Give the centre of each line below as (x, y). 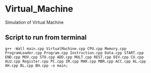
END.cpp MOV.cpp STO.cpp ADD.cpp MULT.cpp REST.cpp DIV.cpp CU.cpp (75, 57)
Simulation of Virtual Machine (34, 22)
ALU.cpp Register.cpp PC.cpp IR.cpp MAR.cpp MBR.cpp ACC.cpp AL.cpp (75, 61)
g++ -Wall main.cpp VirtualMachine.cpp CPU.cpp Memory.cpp (66, 49)
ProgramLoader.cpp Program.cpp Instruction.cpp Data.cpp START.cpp (75, 53)
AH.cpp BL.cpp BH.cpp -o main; (37, 66)
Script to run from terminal (46, 37)
